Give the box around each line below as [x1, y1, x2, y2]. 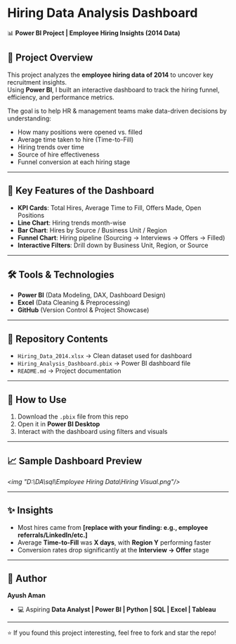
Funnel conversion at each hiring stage [17, 157, 131, 166]
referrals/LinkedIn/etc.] [17, 531, 88, 539]
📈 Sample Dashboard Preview [7, 455, 143, 467]
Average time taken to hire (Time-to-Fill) [17, 135, 134, 144]
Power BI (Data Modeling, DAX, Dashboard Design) [17, 291, 166, 299]
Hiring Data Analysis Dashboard [7, 5, 198, 21]
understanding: [7, 114, 51, 123]
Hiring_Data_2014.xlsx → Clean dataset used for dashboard [17, 352, 192, 360]
